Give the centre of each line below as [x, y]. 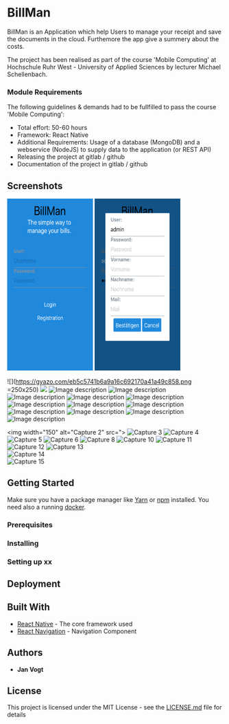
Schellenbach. [27, 74]
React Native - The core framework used [75, 624]
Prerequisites [30, 525]
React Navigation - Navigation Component [77, 631]
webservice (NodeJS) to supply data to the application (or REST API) [114, 150]
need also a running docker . [47, 507]
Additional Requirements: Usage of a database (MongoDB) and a [108, 142]
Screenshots [35, 186]
